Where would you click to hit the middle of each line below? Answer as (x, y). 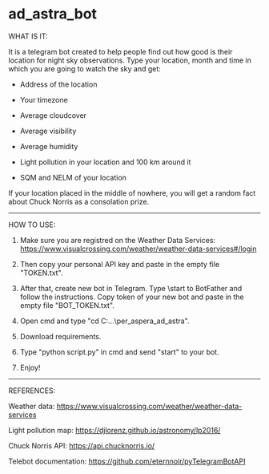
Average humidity (49, 146)
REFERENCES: (32, 391)
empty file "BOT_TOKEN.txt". (67, 305)
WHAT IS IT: (28, 36)
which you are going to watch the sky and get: (85, 68)
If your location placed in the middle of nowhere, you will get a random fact (132, 192)
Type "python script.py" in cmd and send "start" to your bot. (119, 352)
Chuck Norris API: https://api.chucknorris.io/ (82, 445)
